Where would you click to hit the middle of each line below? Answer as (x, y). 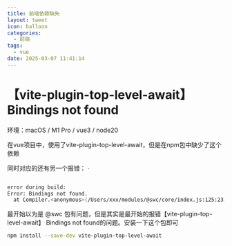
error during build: (37, 187)
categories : (24, 33)
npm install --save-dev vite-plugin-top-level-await (85, 236)
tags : (15, 46)
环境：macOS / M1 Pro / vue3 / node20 (63, 130)
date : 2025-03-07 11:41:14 (46, 59)
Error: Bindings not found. (48, 193)
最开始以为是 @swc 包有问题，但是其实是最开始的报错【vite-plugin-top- (110, 214)
